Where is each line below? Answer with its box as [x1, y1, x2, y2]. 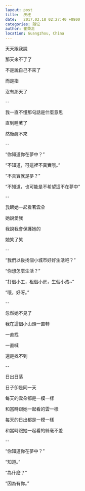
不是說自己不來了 [5, 67, 41, 73]
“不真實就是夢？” [5, 173, 40, 179]
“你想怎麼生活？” [5, 268, 40, 274]
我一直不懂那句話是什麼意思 [5, 109, 63, 115]
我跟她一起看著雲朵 [5, 204, 46, 210]
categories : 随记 [5, 21, 40, 27]
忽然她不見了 [5, 310, 32, 316]
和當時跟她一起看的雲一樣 [5, 406, 59, 412]
